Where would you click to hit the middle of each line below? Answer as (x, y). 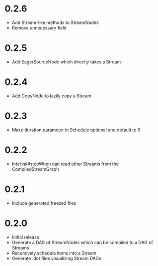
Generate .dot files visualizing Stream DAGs (56, 258)
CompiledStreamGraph (35, 169)
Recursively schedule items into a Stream (54, 253)
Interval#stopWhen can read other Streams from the (65, 164)
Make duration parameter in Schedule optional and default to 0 (76, 130)
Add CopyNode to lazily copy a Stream (51, 96)
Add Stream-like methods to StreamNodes (55, 22)
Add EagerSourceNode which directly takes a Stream (66, 62)
